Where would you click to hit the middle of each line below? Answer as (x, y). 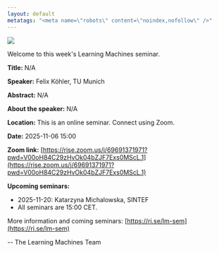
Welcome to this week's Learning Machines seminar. (84, 54)
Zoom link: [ (25, 150)
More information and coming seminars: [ (67, 220)
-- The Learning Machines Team (54, 242)
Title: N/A (21, 67)
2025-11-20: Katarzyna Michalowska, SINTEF (83, 199)
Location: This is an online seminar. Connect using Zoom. (91, 122)
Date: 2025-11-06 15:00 (42, 136)
